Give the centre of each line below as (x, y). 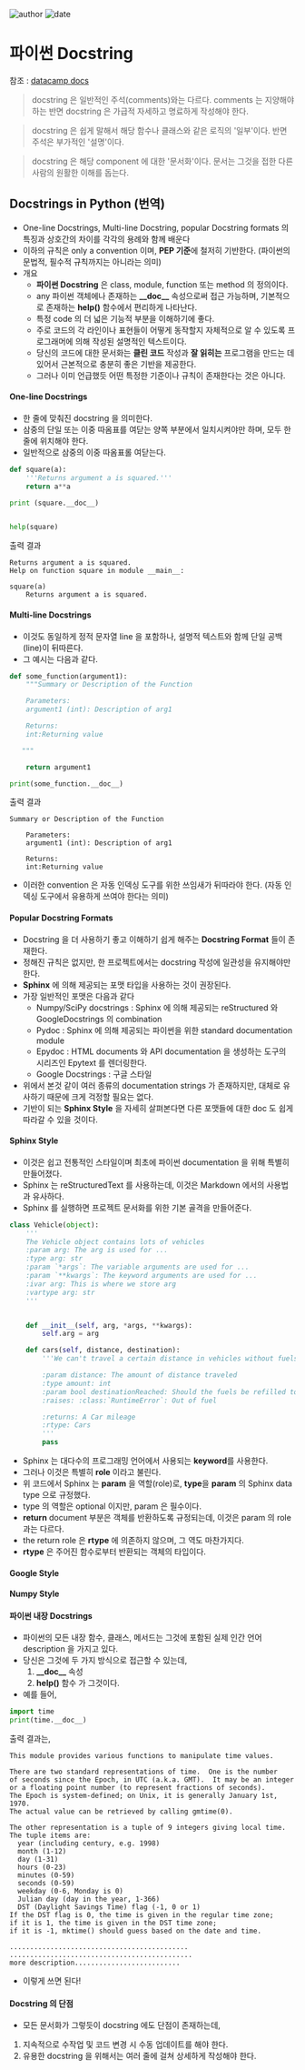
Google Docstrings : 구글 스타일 (94, 1074)
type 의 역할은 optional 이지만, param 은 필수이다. (112, 1506)
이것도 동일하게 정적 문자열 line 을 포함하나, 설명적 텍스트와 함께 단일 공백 (152, 636)
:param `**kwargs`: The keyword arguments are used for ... (142, 1276)
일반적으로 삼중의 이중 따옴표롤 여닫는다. (94, 452)
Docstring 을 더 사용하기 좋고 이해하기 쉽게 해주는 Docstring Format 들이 (154, 939)
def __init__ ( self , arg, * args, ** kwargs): (109, 1325)
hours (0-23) (42, 1868)
